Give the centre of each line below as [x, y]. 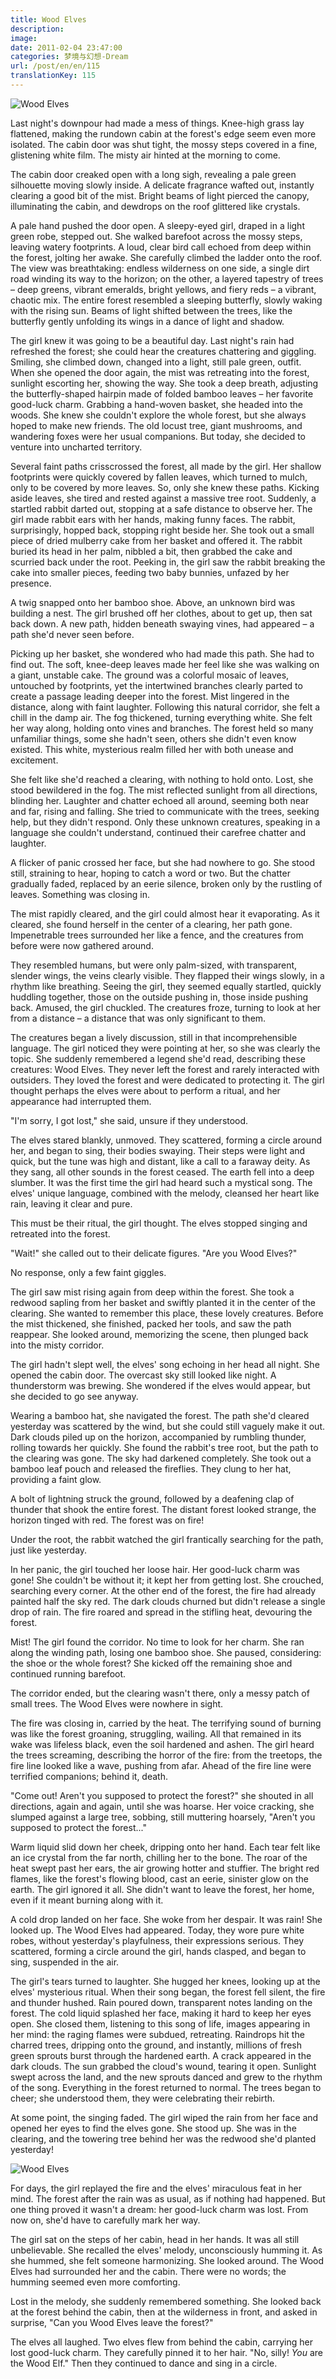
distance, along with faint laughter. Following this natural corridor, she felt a [165, 707]
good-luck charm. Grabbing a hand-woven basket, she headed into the [156, 404]
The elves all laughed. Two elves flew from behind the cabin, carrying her [161, 2342]
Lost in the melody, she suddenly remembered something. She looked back [166, 2301]
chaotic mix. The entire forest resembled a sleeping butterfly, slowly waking [166, 300]
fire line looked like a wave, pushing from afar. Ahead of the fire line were [161, 1765]
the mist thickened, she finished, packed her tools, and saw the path [151, 1323]
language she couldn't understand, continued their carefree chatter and [158, 832]
